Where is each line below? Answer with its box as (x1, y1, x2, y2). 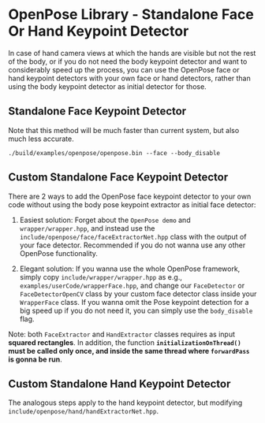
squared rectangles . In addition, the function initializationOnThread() (8, 337, 242, 347)
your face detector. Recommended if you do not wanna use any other (19, 240, 246, 250)
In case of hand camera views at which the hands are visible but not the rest (8, 48, 256, 58)
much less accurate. (8, 134, 74, 143)
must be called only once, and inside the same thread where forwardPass (8, 346, 250, 355)
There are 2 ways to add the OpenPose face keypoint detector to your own (8, 191, 252, 201)
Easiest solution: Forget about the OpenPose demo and (19, 215, 191, 224)
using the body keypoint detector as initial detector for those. (8, 81, 207, 91)
